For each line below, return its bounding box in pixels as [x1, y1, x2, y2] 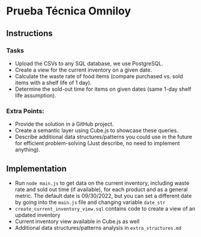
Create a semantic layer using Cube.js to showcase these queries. [14, 127, 179, 134]
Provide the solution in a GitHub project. [14, 120, 114, 128]
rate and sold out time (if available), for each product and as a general [14, 185, 188, 193]
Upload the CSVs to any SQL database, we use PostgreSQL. [14, 60, 164, 67]
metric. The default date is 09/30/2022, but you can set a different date [14, 192, 192, 199]
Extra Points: [6, 106, 45, 115]
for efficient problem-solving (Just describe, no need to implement [14, 140, 180, 147]
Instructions [6, 28, 53, 38]
